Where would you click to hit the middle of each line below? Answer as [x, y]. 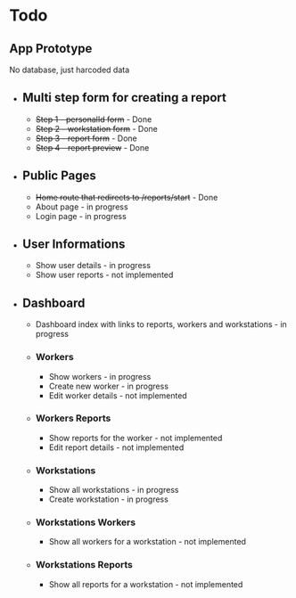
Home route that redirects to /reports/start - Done [127, 197]
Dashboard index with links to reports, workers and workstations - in [161, 324]
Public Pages [59, 176]
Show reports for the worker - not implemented [136, 438]
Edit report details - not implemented [116, 447]
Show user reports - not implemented [104, 275]
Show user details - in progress [93, 266]
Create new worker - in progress [109, 386]
